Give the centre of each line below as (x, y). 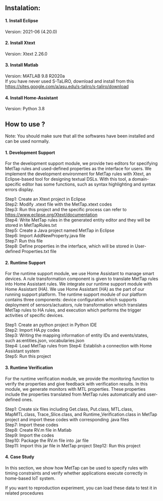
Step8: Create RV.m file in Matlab (38, 430)
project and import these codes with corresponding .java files (67, 419)
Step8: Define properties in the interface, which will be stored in (70, 246)
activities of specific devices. (35, 315)
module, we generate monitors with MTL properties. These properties (75, 389)
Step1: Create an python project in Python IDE (51, 325)
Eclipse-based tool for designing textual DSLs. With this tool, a (68, 179)
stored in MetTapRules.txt (31, 225)
